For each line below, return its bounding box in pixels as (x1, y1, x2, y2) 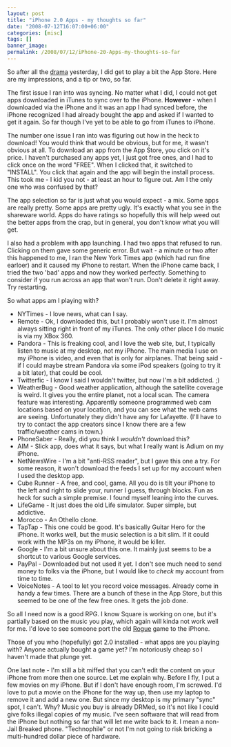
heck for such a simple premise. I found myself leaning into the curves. (17, 493, 219, 501)
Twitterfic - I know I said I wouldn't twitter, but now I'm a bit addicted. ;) (17, 376, 220, 384)
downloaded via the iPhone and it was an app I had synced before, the (7, 103, 208, 111)
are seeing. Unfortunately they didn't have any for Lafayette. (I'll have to (17, 412, 222, 421)
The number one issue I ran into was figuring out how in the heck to (7, 131, 200, 139)
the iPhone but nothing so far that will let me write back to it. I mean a (7, 717, 205, 726)
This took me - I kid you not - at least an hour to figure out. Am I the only (7, 175, 212, 183)
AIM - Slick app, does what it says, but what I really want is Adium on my (17, 442, 224, 450)
